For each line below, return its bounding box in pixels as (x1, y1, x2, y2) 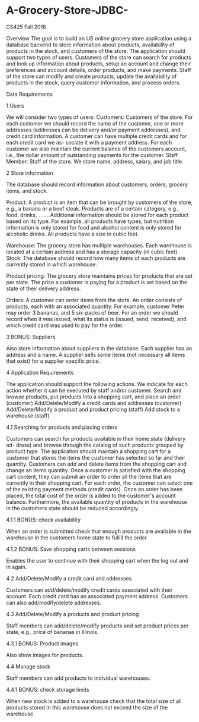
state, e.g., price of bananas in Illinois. (6, 628, 99, 635)
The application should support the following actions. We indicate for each (6, 380, 188, 387)
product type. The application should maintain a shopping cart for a (6, 447, 171, 455)
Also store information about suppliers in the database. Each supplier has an (6, 344, 192, 351)
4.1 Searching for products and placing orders (6, 423, 118, 431)
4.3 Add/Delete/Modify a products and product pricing (6, 610, 139, 617)
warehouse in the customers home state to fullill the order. (6, 533, 149, 541)
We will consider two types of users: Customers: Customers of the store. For (6, 114, 194, 121)
